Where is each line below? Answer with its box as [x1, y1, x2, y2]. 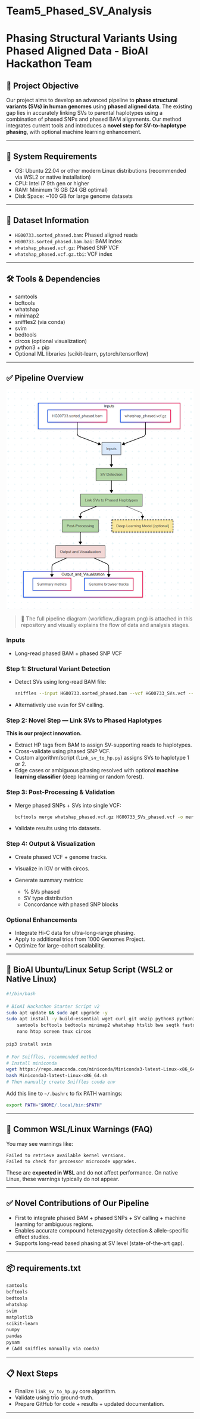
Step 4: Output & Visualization [6, 840, 95, 848]
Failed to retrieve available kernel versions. [6, 1152, 127, 1158]
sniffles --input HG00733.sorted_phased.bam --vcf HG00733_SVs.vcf [14, 690, 186, 697]
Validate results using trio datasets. [14, 825, 101, 832]
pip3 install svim [6, 1041, 52, 1047]
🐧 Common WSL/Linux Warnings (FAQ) [6, 1124, 153, 1134]
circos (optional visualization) [14, 337, 87, 344]
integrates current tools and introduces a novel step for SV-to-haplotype [6, 122, 186, 129]
